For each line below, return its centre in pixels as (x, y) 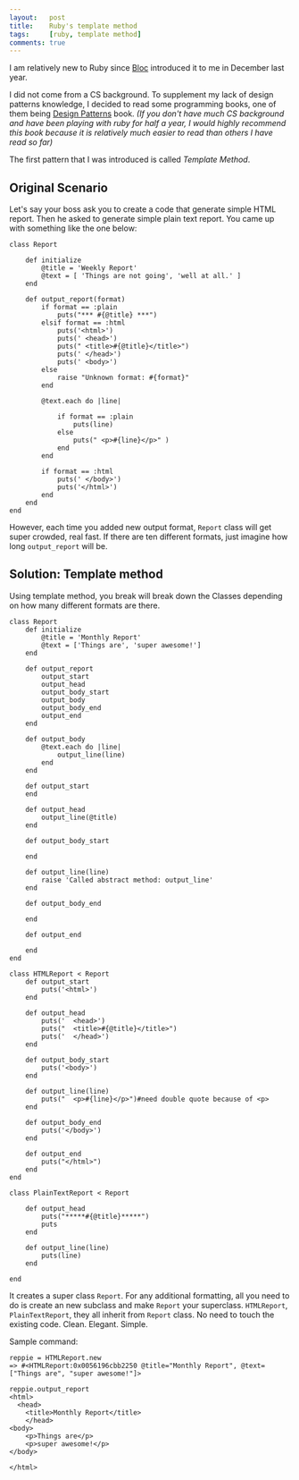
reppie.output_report (50, 1389)
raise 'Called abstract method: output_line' (128, 880)
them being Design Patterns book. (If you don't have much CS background (147, 114)
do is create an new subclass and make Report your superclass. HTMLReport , (149, 1305)
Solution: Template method (86, 575)
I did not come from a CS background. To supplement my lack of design (141, 95)
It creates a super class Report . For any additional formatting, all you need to (149, 1295)
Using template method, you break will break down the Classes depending (146, 596)
